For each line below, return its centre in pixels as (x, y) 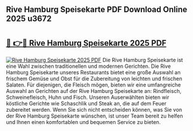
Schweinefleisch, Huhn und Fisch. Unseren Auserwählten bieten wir (88, 97)
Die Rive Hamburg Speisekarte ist (143, 60)
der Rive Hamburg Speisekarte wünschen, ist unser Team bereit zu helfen (95, 116)
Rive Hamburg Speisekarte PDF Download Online (97, 10)
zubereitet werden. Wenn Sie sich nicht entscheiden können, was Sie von (94, 110)
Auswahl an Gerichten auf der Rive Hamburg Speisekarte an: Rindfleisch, (94, 91)
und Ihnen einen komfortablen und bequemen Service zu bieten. (83, 122)
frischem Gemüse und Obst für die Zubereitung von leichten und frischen (94, 79)
